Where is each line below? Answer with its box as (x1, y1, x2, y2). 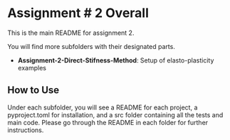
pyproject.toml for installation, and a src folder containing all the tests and (7, 110, 224, 119)
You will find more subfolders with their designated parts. (7, 42, 176, 50)
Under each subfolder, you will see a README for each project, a (7, 103, 198, 112)
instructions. (7, 126, 44, 134)
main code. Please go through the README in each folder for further (7, 118, 209, 126)
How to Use (7, 84, 60, 97)
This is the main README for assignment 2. (7, 28, 135, 37)
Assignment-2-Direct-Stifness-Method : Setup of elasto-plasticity (17, 55, 214, 65)
